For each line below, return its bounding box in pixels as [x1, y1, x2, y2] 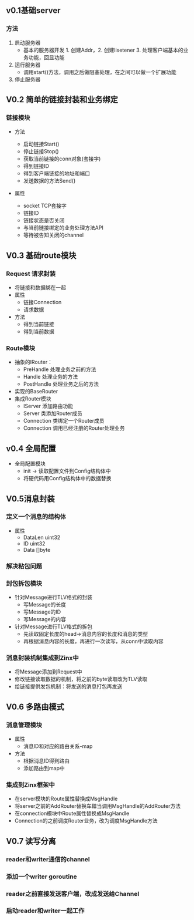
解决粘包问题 [6, 562, 43, 570]
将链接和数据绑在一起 [14, 284, 66, 291]
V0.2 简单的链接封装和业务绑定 [6, 95, 118, 105]
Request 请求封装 [6, 269, 56, 278]
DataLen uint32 [23, 534, 61, 541]
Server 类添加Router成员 [23, 410, 83, 417]
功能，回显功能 [28, 53, 65, 60]
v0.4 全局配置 [6, 443, 57, 453]
